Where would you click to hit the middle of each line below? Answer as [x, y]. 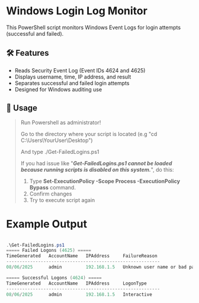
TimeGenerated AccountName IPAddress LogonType [76, 283]
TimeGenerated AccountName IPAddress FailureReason [82, 256]
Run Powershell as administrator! [61, 122]
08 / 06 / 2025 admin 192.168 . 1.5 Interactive [79, 294]
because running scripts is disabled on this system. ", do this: [97, 169]
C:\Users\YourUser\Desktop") [57, 140]
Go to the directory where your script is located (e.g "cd [89, 134]
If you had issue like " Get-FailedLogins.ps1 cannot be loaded [96, 163]
